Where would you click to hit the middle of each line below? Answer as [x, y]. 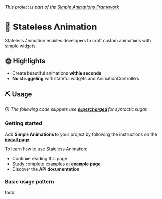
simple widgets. [21, 46]
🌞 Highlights [25, 61]
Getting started [24, 123]
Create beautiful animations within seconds [57, 73]
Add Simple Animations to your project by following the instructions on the [81, 134]
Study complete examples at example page [56, 164]
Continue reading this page [40, 158]
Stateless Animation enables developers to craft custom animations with [78, 40]
